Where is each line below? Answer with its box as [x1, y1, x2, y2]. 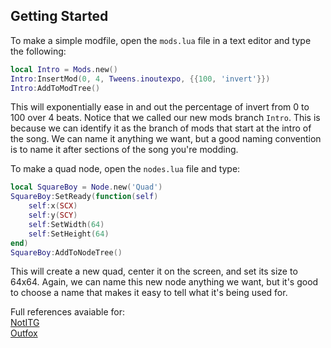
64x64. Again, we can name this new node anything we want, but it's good [10, 276, 319, 288]
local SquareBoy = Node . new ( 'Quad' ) [10, 182, 163, 193]
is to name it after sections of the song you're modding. [10, 144, 239, 156]
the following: [10, 45, 67, 57]
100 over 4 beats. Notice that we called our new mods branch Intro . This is [10, 112, 321, 124]
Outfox [10, 327, 38, 339]
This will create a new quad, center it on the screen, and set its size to [10, 265, 298, 278]
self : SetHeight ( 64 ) [28, 229, 110, 239]
